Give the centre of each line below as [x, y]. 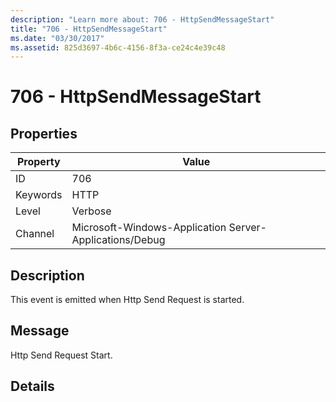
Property [38, 162]
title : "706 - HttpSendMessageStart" [89, 29]
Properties [44, 133]
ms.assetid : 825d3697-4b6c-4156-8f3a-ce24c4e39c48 [118, 47]
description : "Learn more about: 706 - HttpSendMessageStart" [142, 19]
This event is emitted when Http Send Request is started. [127, 300]
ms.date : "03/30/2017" [57, 38]
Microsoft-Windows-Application [149, 228]
